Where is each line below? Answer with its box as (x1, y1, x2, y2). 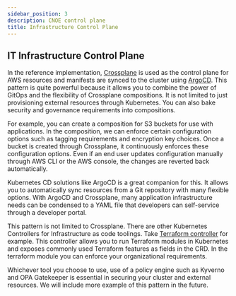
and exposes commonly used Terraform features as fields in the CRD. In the (7, 244, 228, 253)
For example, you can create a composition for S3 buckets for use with (7, 119, 213, 128)
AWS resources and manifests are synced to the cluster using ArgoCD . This (7, 76, 228, 85)
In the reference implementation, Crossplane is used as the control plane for (7, 69, 229, 77)
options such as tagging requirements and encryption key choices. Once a (7, 135, 225, 143)
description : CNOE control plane (7, 17, 106, 24)
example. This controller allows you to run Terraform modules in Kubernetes (7, 237, 229, 246)
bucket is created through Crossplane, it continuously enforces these (7, 142, 209, 150)
